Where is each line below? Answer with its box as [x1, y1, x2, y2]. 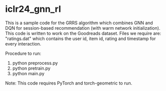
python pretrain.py [12, 65, 51, 71]
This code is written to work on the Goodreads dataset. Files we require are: [5, 30, 161, 36]
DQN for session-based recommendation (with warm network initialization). [5, 25, 161, 31]
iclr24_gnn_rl [5, 3, 61, 15]
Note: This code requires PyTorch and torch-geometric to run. [5, 80, 133, 86]
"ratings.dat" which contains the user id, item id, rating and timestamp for [5, 36, 156, 42]
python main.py [12, 70, 45, 76]
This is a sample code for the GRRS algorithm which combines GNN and [5, 20, 153, 26]
